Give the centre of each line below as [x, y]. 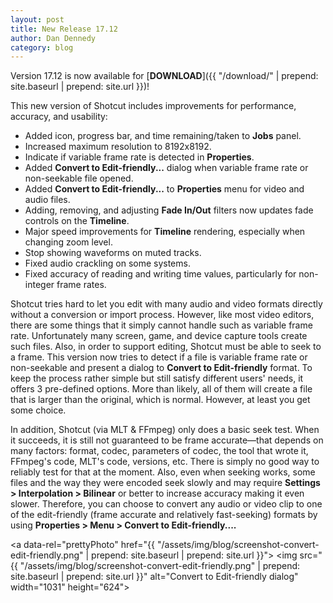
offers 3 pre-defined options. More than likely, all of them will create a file [161, 389]
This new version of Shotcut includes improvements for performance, [153, 106]
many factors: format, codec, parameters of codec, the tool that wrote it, [159, 451]
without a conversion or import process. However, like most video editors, [162, 315]
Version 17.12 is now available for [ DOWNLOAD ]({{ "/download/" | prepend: [164, 76]
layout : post [37, 19]
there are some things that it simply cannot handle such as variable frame [161, 325]
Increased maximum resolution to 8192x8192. [118, 147]
